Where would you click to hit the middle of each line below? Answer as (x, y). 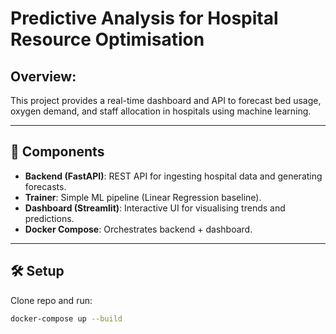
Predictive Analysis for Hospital (144, 18)
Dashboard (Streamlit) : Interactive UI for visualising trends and (155, 208)
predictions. (49, 218)
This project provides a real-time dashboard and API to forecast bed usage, (166, 100)
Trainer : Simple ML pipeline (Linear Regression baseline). (143, 197)
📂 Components (57, 152)
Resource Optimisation (107, 39)
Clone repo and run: (51, 300)
